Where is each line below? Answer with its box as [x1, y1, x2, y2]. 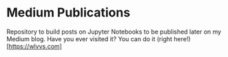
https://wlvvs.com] [8, 42, 63, 50]
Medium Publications [6, 5, 131, 21]
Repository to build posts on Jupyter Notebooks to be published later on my [6, 27, 222, 36]
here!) [174, 34, 191, 43]
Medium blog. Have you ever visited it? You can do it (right [6, 34, 173, 43]
